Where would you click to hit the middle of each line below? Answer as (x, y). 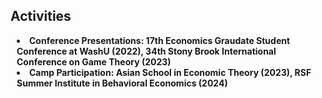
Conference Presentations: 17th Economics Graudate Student (160, 40)
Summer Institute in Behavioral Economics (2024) (122, 83)
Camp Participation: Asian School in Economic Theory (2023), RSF (170, 72)
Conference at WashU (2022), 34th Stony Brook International (146, 51)
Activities (41, 16)
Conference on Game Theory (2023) (94, 61)
